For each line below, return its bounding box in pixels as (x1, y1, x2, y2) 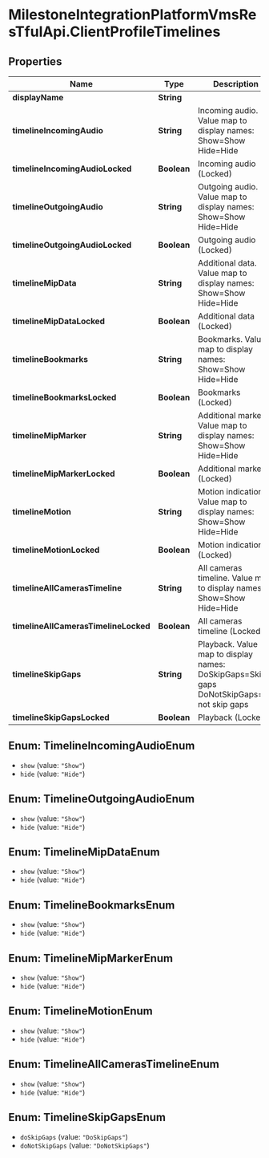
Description (213, 79, 259, 89)
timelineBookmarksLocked (12, 392, 117, 403)
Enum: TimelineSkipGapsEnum (8, 1111, 167, 1124)
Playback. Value (197, 639, 259, 649)
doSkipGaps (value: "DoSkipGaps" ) (19, 1132, 128, 1141)
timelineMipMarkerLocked (12, 468, 115, 479)
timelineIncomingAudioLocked (12, 163, 132, 174)
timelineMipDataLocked (12, 315, 106, 327)
